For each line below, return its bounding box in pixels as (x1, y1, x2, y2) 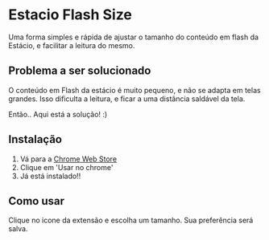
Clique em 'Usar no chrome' (19, 162, 114, 172)
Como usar (8, 194, 65, 208)
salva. (8, 224, 28, 234)
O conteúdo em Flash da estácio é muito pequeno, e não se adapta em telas (8, 85, 261, 95)
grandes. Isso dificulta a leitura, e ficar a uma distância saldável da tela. (8, 94, 246, 104)
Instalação (8, 132, 63, 146)
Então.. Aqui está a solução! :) (8, 109, 108, 119)
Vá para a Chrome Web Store (19, 154, 118, 164)
